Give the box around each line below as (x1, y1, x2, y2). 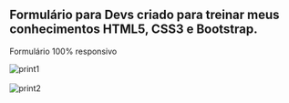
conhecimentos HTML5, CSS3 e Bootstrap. (9, 22, 258, 37)
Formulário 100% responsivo (9, 46, 118, 57)
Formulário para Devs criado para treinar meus (9, 7, 280, 23)
